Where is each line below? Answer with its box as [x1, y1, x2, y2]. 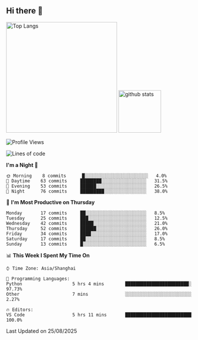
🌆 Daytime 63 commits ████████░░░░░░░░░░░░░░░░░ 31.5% [6, 178, 168, 184]
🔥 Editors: [6, 306, 34, 313]
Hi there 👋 [6, 6, 43, 16]
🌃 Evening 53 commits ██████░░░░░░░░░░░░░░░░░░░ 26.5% [6, 183, 168, 189]
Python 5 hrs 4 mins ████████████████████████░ [6, 281, 192, 287]
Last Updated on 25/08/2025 [6, 327, 77, 334]
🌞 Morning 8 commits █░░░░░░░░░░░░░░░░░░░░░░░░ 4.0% [6, 172, 167, 179]
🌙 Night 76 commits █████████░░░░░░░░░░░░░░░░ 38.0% [6, 188, 168, 194]
